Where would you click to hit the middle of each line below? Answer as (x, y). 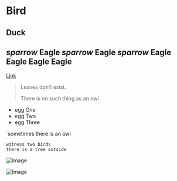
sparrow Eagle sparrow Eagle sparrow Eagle (89, 52)
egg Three (27, 122)
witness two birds (28, 145)
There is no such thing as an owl (59, 99)
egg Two (25, 116)
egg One (25, 110)
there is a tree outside (36, 150)
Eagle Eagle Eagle (39, 61)
